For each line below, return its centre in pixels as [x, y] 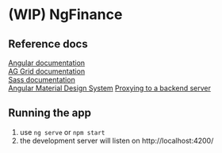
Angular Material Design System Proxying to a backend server [110, 88]
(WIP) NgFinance [65, 15]
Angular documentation [47, 63]
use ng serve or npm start [62, 132]
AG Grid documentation [47, 71]
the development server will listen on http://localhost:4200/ [117, 140]
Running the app [50, 113]
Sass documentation [42, 80]
